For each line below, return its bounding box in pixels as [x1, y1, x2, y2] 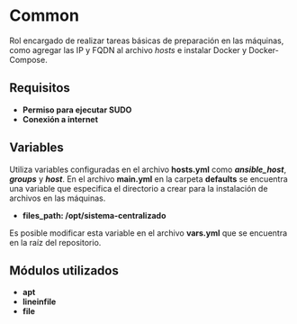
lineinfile [22, 296, 57, 307]
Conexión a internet [22, 113, 99, 124]
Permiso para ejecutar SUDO [22, 104, 132, 115]
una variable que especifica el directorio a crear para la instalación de [9, 183, 268, 193]
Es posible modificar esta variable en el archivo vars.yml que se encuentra [9, 227, 288, 238]
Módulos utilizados [9, 263, 119, 278]
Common [9, 5, 79, 26]
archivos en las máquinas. [9, 193, 106, 203]
